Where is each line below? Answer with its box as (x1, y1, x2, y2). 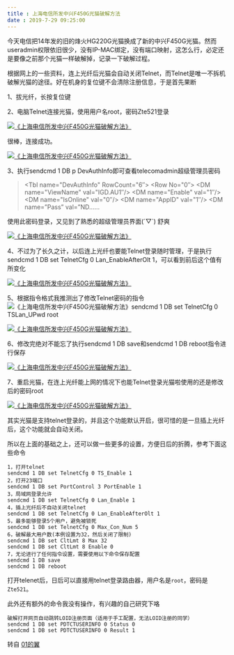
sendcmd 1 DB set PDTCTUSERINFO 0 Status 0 (7, 621, 136, 628)
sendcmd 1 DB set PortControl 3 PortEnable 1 (7, 483, 141, 490)
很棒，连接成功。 (7, 137, 56, 145)
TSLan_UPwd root (7, 310, 59, 318)
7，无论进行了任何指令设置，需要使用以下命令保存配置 (7, 550, 141, 557)
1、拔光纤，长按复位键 (7, 92, 71, 101)
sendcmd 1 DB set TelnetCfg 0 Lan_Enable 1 (7, 496, 136, 504)
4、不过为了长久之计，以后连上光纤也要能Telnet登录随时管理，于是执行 (7, 247, 212, 255)
